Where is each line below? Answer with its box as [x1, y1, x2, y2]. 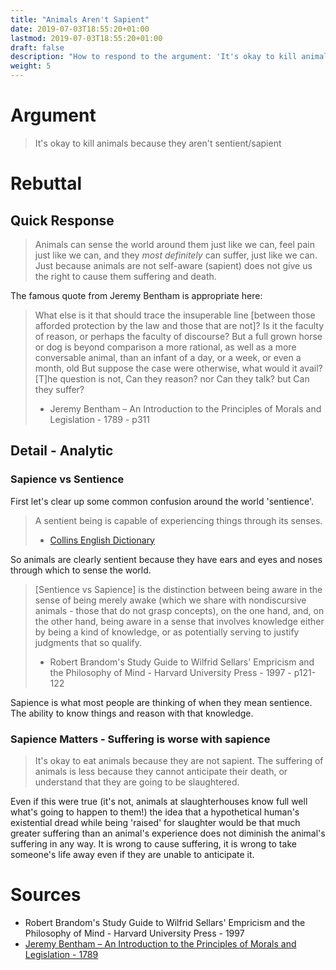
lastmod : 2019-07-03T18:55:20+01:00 [10, 33, 163, 43]
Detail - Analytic [10, 442, 114, 460]
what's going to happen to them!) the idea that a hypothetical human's [10, 806, 300, 818]
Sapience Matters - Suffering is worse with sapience [10, 732, 271, 746]
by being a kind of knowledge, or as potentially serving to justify [34, 626, 300, 638]
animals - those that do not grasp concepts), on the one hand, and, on [34, 604, 325, 616]
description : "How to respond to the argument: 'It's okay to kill [10, 52, 298, 62]
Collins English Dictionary [49, 534, 155, 546]
